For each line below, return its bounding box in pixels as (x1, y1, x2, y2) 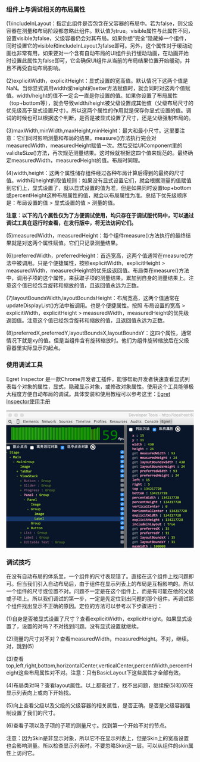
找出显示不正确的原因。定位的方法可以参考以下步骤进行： (21, 602, 162, 610)
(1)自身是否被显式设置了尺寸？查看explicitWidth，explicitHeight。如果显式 (6, 615, 187, 623)
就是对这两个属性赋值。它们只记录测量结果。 (11, 239, 121, 246)
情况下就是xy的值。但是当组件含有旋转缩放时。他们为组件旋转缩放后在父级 (6, 337, 189, 344)
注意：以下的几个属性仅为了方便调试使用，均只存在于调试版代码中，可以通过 (6, 212, 194, 219)
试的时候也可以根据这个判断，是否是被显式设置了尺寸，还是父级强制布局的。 (6, 114, 194, 121)
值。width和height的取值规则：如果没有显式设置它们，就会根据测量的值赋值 (6, 177, 192, 184)
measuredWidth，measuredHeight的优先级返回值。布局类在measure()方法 (6, 267, 189, 274)
